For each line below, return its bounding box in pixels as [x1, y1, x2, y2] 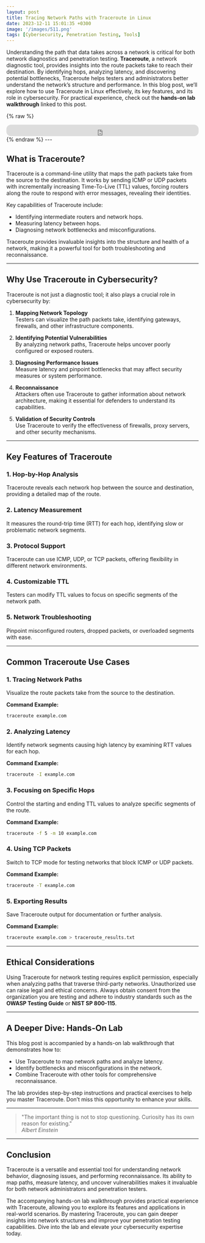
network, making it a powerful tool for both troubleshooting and [6, 244, 166, 252]
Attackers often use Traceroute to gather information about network [15, 390, 186, 398]
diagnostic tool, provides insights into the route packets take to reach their [6, 62, 193, 69]
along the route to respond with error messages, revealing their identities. [6, 189, 191, 197]
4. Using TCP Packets [6, 845, 71, 853]
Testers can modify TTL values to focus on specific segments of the [6, 591, 178, 599]
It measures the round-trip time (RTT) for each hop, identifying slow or [6, 519, 184, 527]
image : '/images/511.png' [6, 26, 72, 32]
